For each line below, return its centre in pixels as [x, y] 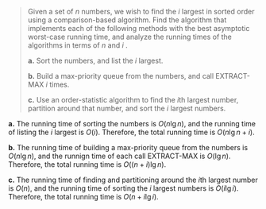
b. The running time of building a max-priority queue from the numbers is [128, 147]
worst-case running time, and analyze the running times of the [130, 37]
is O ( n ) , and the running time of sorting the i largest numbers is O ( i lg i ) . [123, 188]
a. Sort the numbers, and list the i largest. [95, 60]
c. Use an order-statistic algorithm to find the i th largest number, [133, 100]
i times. [58, 84]
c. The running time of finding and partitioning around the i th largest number [133, 180]
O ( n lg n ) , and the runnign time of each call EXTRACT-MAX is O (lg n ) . [120, 156]
